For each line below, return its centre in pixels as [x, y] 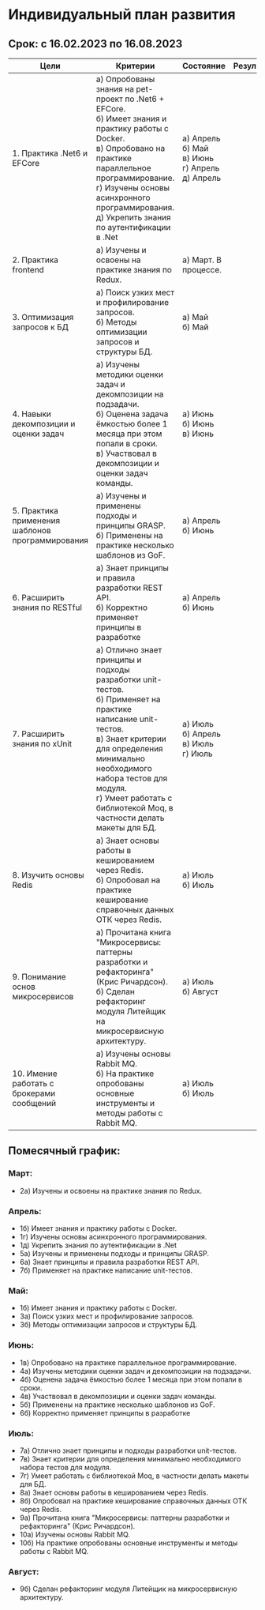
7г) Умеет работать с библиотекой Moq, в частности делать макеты [134, 1476]
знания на [115, 89]
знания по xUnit [42, 744]
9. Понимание [39, 977]
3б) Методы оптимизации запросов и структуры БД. [108, 1325]
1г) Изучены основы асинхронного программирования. [113, 1236]
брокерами [34, 1093]
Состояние [204, 66]
